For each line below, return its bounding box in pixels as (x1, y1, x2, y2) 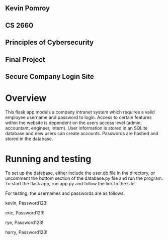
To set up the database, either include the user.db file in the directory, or (5, 170, 155, 176)
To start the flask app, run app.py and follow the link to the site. (5, 180, 136, 186)
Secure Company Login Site (5, 72, 94, 81)
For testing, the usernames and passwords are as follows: (5, 190, 125, 196)
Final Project (5, 55, 45, 64)
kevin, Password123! (5, 200, 48, 206)
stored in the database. (5, 136, 53, 142)
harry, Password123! (5, 229, 48, 235)
